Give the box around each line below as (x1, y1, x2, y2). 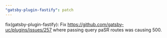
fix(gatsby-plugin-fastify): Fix (5, 21, 67, 27)
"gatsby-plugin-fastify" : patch (5, 7, 74, 13)
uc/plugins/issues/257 (5, 26, 52, 33)
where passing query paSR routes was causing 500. (53, 26, 162, 33)
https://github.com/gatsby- (67, 21, 124, 27)
